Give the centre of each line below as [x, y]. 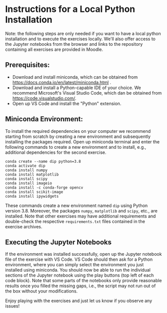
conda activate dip [25, 166]
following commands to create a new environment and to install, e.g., [76, 147]
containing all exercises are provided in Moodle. [54, 49]
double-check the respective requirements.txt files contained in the [75, 221]
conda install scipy [27, 179]
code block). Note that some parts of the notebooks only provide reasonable [83, 281]
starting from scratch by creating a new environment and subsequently [78, 136]
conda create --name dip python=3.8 [43, 161]
